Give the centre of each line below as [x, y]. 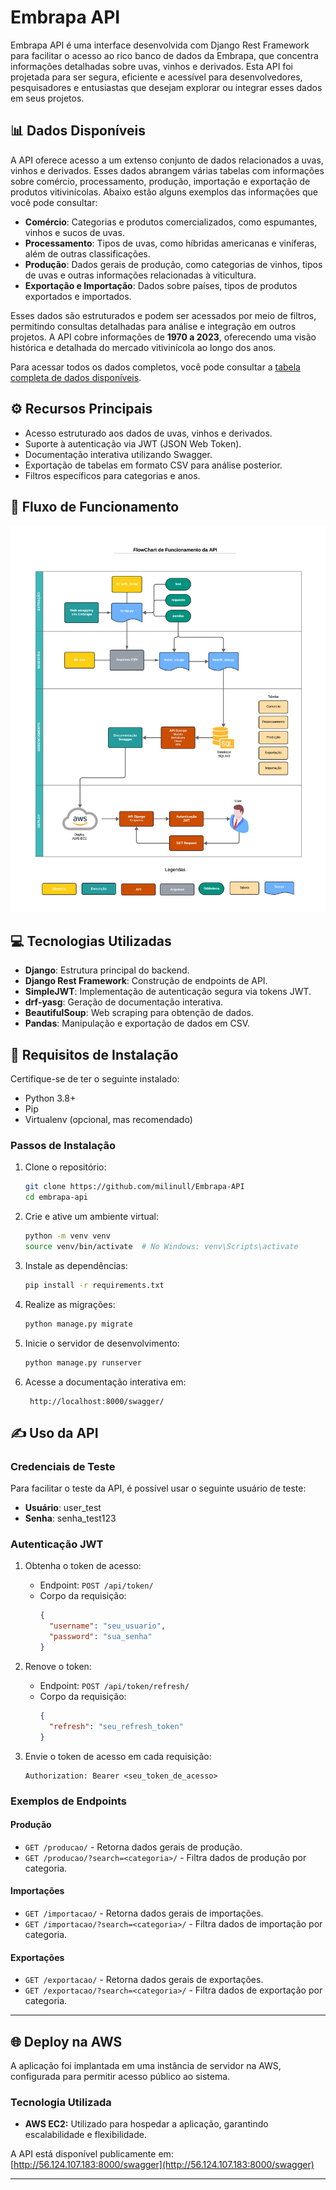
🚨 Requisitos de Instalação [94, 1054]
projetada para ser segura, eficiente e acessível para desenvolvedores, [156, 77]
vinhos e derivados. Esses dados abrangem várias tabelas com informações [167, 170]
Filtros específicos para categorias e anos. [112, 475]
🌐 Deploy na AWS [66, 2041]
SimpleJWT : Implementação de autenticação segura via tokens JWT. [168, 992]
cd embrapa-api [56, 1197]
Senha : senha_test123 [70, 1518]
